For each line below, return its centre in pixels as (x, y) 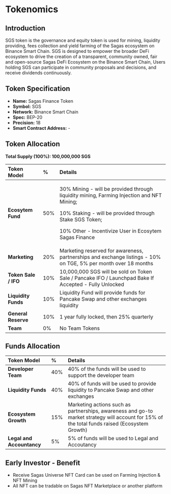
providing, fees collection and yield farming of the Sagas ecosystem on (80, 46)
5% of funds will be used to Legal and (113, 439)
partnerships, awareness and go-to (110, 411)
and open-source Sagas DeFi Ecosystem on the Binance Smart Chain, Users (85, 62)
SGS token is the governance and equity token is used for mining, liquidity (83, 40)
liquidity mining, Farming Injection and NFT (110, 195)
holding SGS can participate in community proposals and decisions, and (81, 67)
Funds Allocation (33, 346)
